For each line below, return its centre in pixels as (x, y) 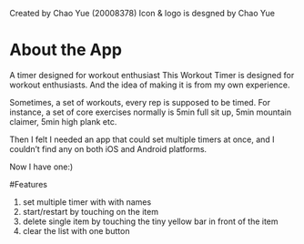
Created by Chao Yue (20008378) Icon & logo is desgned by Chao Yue (142, 13)
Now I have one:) (41, 167)
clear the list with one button (76, 230)
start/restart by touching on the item (91, 211)
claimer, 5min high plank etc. (63, 121)
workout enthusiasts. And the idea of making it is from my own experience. (150, 85)
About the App (66, 50)
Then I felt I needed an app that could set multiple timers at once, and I (142, 139)
